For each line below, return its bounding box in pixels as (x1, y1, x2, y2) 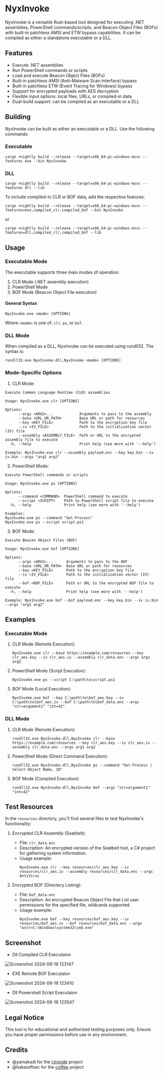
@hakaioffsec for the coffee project (12, 1064, 84, 1070)
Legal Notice (5, 1013, 44, 1022)
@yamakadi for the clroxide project (12, 1059, 83, 1065)
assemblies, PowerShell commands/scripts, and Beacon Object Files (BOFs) (5, 24, 158, 30)
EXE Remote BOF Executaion (12, 971, 71, 976)
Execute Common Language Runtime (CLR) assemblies (5, 390, 110, 395)
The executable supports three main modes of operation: (5, 269, 120, 275)
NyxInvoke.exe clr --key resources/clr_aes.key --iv (19, 865, 129, 870)
